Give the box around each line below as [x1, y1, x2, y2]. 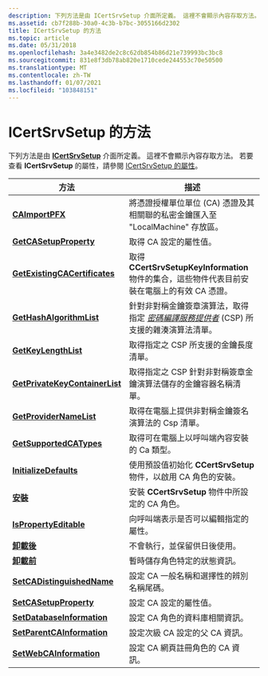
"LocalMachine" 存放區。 [128, 222, 223, 233]
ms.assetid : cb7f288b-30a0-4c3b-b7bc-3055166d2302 [8, 19, 180, 27]
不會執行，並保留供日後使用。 [128, 541, 242, 552]
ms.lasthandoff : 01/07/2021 [8, 78, 102, 86]
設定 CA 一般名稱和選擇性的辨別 [128, 570, 249, 582]
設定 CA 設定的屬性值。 [128, 598, 217, 609]
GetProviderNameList [12, 411, 97, 422]
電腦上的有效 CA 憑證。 [144, 286, 233, 297]
